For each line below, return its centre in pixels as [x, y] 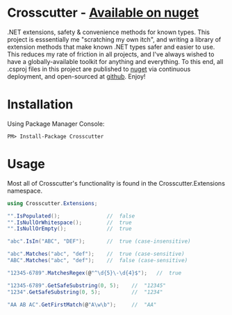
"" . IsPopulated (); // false [71, 216]
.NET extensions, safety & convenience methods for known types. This [109, 32]
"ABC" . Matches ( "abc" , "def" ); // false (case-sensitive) [98, 261]
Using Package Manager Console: [56, 124]
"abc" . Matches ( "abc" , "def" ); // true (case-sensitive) [96, 254]
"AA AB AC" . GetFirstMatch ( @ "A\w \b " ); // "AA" [82, 305]
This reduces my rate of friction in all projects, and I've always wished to [111, 54]
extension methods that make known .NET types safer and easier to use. [111, 47]
